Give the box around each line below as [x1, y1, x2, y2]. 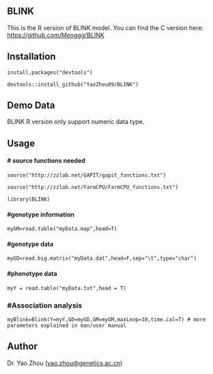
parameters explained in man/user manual [7, 322, 127, 329]
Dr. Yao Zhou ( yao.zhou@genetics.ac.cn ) [7, 359, 123, 367]
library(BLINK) [7, 196, 51, 203]
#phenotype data [7, 270, 57, 278]
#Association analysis [7, 301, 83, 310]
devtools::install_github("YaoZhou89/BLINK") [7, 81, 139, 88]
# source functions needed [7, 157, 85, 165]
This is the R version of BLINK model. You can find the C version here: [7, 23, 203, 32]
